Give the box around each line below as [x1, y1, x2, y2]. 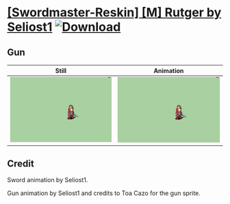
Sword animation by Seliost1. [7, 176, 88, 184]
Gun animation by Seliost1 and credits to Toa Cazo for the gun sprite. [7, 189, 201, 197]
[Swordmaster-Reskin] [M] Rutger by [7, 5, 222, 20]
